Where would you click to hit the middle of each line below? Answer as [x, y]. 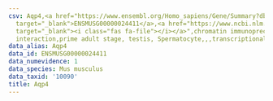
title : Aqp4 [28, 84]
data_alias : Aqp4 [38, 46]
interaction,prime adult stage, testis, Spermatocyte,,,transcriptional [141, 39]
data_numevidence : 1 [43, 62]
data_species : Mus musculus [56, 69]
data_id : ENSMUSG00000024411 [58, 54]
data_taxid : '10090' [43, 77]
